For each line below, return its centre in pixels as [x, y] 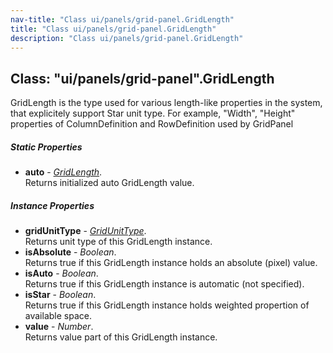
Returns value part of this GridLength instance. [121, 337]
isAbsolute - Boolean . [70, 252]
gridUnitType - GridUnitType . [85, 231]
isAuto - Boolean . [61, 273]
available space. [58, 316]
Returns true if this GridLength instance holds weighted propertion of [167, 305]
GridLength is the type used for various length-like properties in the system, [166, 103]
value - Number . [59, 327]
